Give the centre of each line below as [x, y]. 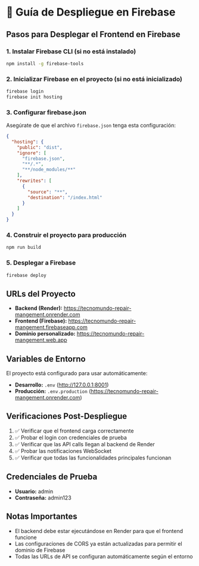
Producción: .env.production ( [53, 391]
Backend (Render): [38, 308]
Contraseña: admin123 [43, 497]
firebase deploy [26, 275]
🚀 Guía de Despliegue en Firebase [91, 12]
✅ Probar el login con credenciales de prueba [71, 437]
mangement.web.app [41, 340]
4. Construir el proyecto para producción [66, 235]
